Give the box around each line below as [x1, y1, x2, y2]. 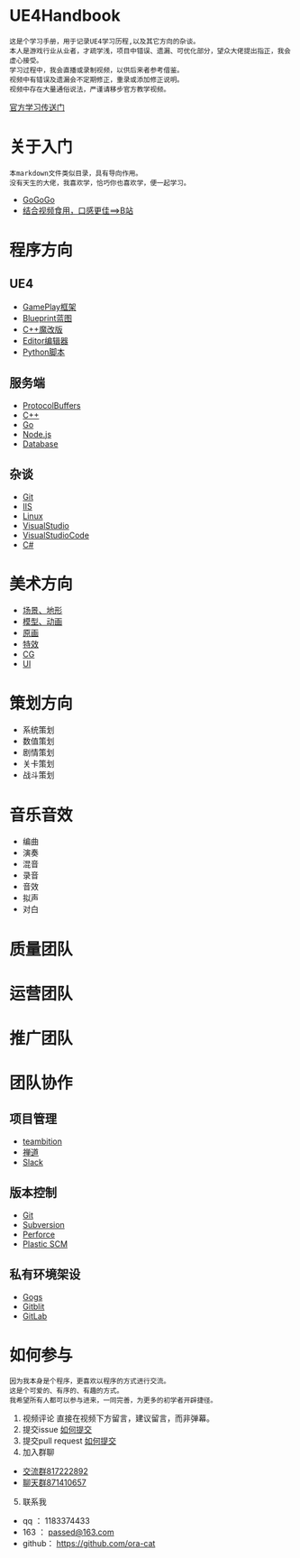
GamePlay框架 [22, 301, 77, 312]
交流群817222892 [22, 1466, 88, 1477]
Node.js [22, 429, 52, 439]
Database [22, 438, 59, 449]
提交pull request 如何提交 [22, 1435, 117, 1446]
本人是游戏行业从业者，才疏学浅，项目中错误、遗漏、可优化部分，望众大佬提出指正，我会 [9, 46, 291, 55]
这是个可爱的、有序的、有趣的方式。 [9, 1387, 124, 1396]
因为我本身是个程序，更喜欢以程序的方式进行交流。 [9, 1377, 171, 1386]
